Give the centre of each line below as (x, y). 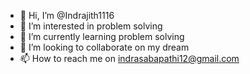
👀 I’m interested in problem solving (91, 26)
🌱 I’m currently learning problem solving (102, 36)
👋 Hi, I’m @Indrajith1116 (67, 15)
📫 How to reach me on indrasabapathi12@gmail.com (129, 58)
